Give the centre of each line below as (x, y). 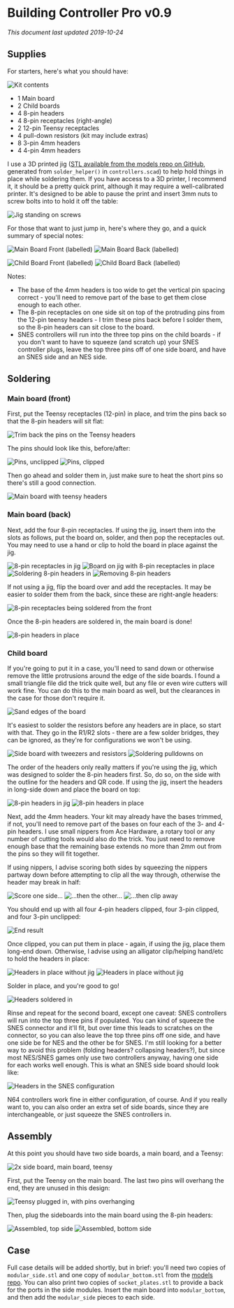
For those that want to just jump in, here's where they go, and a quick (107, 228)
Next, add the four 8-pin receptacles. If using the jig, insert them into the (111, 530)
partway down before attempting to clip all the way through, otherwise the (114, 875)
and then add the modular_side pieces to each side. (81, 1297)
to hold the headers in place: (48, 959)
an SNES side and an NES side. (62, 357)
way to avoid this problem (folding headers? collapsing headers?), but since (116, 1050)
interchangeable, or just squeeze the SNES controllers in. (89, 1115)
